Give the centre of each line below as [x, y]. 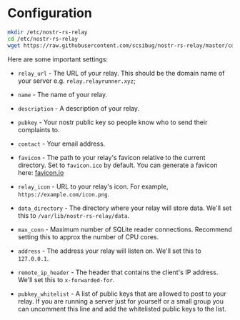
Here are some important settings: [58, 59]
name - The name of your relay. [62, 94]
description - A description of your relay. [79, 108]
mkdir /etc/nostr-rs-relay [47, 32]
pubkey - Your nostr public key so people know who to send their [112, 122]
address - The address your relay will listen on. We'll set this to [109, 251]
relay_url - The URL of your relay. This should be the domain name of [121, 73]
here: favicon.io [41, 172]
